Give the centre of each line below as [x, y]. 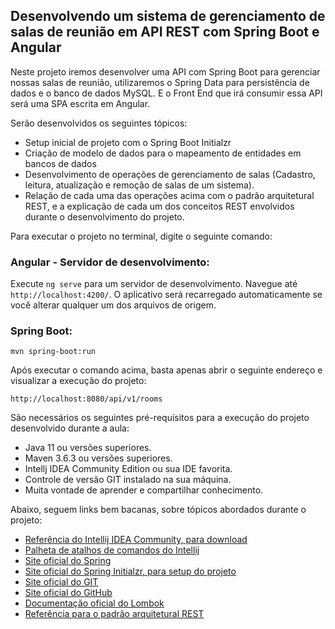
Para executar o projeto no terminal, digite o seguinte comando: [141, 236]
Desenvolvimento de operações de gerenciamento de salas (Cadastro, [170, 174]
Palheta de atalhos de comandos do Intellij [112, 550]
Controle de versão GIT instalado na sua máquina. [128, 480]
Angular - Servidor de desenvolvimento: [110, 262]
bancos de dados [60, 163]
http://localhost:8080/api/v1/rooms [86, 399]
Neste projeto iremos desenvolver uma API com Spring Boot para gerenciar [165, 71]
